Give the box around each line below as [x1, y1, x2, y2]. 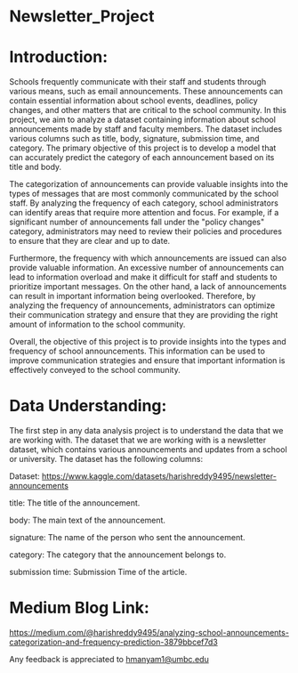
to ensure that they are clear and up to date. [9, 236, 171, 247]
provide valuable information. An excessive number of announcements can [9, 263, 285, 273]
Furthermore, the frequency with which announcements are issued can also [9, 253, 287, 264]
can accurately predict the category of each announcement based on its [9, 152, 275, 163]
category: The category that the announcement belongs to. [9, 549, 227, 560]
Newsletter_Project [9, 6, 155, 27]
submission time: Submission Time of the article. [9, 567, 188, 578]
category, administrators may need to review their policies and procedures [9, 226, 283, 237]
